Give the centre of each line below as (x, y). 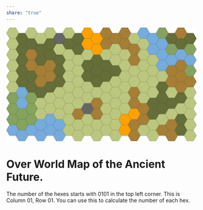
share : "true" (24, 13)
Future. (25, 177)
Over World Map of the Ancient (86, 164)
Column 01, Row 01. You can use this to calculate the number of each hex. (98, 200)
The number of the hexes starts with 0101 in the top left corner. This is (93, 194)
